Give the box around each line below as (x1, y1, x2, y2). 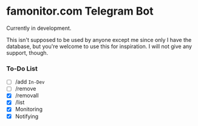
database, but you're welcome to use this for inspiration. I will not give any (6, 43, 193, 50)
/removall (15, 92, 39, 99)
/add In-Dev (15, 78, 45, 86)
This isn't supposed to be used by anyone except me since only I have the (6, 36, 192, 43)
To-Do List (6, 64, 38, 72)
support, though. (6, 49, 49, 56)
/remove (15, 85, 36, 93)
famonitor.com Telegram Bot (6, 4, 154, 18)
